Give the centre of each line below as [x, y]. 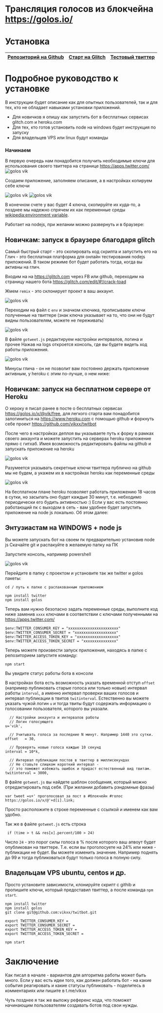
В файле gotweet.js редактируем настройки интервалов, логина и [74, 339]
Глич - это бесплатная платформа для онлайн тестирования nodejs [75, 257]
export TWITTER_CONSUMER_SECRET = [40, 925]
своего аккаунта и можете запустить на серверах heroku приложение [78, 438]
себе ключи [18, 186]
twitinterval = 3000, [27, 773]
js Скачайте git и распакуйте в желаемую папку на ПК [62, 545]
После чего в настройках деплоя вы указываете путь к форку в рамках [80, 433]
